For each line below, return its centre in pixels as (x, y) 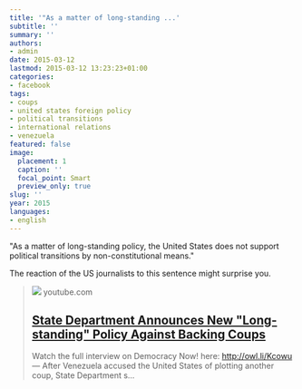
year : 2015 (30, 204)
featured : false (40, 144)
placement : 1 (42, 161)
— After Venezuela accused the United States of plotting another (153, 366)
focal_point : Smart (54, 178)
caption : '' (40, 170)
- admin (24, 52)
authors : (26, 43)
